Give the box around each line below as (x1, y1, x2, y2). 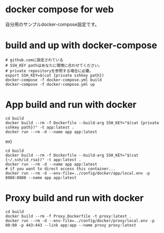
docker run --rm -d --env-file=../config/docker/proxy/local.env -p (5, 218, 155, 223)
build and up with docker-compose (5, 40, 157, 51)
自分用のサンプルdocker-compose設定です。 (5, 21, 100, 27)
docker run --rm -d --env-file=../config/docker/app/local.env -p (5, 170, 150, 176)
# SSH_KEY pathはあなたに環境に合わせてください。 (5, 63, 102, 68)
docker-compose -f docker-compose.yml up (5, 82, 95, 87)
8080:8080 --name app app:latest (5, 175, 77, 180)
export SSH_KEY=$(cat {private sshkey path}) (5, 73, 104, 78)
